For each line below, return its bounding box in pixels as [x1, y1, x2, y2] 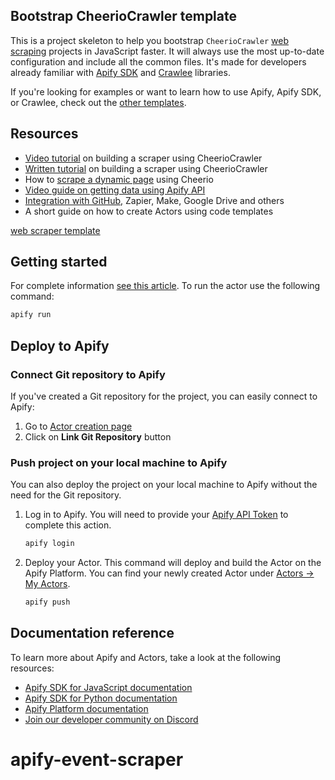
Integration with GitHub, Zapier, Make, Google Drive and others [24, 194, 285, 206]
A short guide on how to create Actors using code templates [24, 205, 274, 217]
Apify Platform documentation [24, 702, 149, 714]
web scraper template [10, 224, 101, 236]
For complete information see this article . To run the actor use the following [10, 280, 321, 292]
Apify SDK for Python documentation [24, 692, 178, 704]
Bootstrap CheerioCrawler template [10, 8, 237, 25]
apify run [10, 310, 52, 320]
